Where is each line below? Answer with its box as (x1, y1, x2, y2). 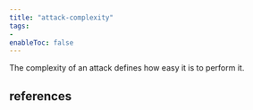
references (9, 89, 72, 104)
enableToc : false (9, 38, 74, 47)
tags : (9, 21, 30, 30)
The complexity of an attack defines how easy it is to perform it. (9, 63, 245, 73)
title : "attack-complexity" (9, 13, 114, 22)
